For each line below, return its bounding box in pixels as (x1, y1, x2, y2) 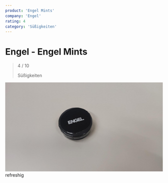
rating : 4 (5, 19, 26, 24)
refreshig (5, 172, 24, 178)
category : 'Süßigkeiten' (5, 24, 57, 29)
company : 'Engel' (5, 13, 41, 19)
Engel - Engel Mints (5, 46, 87, 58)
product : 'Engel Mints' (5, 8, 55, 13)
